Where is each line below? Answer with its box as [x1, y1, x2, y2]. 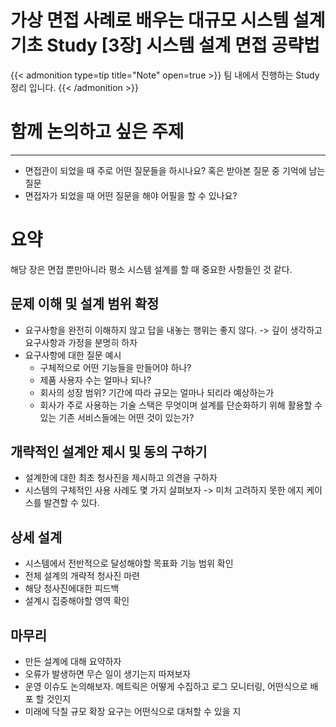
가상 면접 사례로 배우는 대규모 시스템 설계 [10, 9, 326, 32]
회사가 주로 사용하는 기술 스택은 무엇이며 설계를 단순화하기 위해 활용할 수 [39, 399, 323, 411]
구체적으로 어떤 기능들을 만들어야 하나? [39, 361, 192, 373]
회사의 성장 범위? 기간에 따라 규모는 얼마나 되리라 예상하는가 [39, 386, 275, 398]
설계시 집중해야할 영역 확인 [24, 595, 130, 607]
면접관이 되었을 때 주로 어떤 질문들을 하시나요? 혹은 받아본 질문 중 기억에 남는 [24, 164, 326, 176]
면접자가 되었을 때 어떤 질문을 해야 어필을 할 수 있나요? [24, 189, 238, 201]
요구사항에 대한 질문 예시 [24, 349, 122, 361]
